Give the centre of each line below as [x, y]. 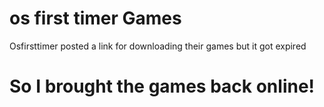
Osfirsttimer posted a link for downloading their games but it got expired [158, 46]
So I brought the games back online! [162, 86]
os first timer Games [95, 18]
